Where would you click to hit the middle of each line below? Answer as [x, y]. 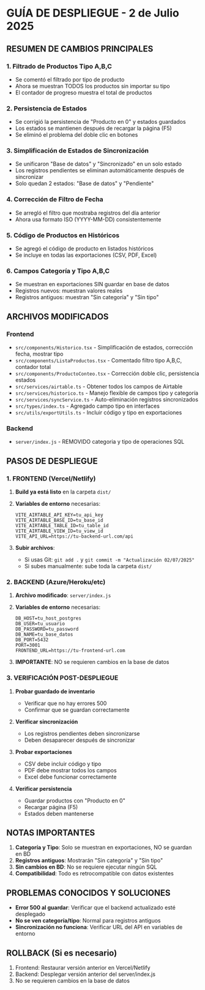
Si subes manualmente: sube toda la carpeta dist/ [88, 566]
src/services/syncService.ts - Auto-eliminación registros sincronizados [107, 400]
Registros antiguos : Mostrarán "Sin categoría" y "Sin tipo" [89, 861]
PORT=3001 [28, 645]
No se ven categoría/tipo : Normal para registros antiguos [88, 921]
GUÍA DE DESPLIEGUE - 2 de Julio [93, 13]
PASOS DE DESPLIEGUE [52, 461]
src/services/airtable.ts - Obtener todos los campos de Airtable [99, 387]
